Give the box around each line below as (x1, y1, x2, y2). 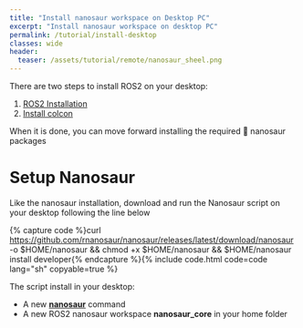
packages (9, 136, 47, 146)
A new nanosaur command (22, 298, 126, 310)
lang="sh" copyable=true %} (9, 263, 119, 274)
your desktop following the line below (9, 207, 151, 218)
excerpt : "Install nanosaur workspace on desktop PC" (9, 22, 219, 31)
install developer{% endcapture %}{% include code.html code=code (9, 253, 268, 264)
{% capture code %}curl (9, 224, 102, 235)
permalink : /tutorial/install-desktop (9, 30, 157, 39)
